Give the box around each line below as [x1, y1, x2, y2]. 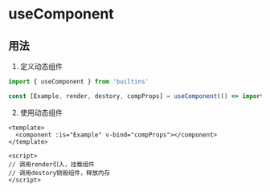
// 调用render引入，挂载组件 [8, 160, 95, 169]
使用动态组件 [19, 108, 63, 117]
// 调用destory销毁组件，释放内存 [8, 169, 111, 177]
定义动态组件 [19, 62, 63, 71]
